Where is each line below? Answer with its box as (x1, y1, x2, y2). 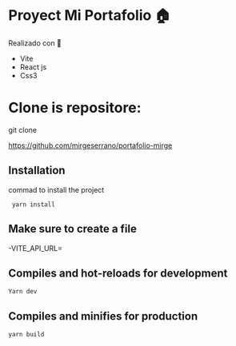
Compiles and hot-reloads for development (8, 266, 228, 280)
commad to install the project (8, 185, 105, 194)
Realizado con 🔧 (8, 38, 62, 48)
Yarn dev (8, 288, 38, 296)
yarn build (8, 331, 45, 339)
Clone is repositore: (8, 99, 142, 117)
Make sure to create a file (8, 222, 138, 236)
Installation (8, 164, 66, 177)
